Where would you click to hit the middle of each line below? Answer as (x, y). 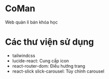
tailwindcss (24, 55)
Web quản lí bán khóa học (31, 22)
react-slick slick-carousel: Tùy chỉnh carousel (58, 71)
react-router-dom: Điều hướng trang (49, 66)
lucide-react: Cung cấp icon (41, 61)
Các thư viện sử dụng (50, 42)
